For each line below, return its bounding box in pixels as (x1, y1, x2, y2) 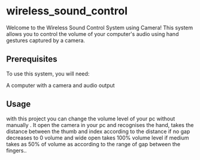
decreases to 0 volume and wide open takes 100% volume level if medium (6, 134, 190, 141)
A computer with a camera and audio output (6, 81, 115, 89)
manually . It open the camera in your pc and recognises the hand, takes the (6, 121, 194, 128)
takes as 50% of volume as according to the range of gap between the (6, 140, 181, 147)
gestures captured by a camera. (6, 37, 86, 44)
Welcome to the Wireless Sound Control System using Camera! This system (6, 24, 193, 31)
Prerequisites (6, 54, 57, 64)
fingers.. (6, 147, 27, 154)
